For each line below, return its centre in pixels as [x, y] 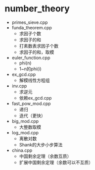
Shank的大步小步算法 [41, 145]
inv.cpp [19, 86]
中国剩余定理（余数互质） [45, 156]
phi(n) [25, 63]
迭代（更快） [32, 115]
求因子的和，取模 [37, 52]
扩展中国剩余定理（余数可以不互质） [56, 162]
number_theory [37, 9]
